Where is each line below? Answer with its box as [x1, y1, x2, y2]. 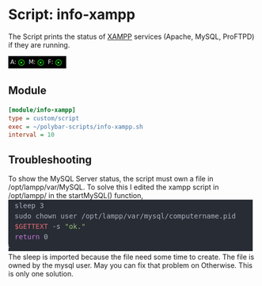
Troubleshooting [8, 153, 93, 166]
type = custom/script [8, 114, 80, 122]
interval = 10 [8, 131, 55, 139]
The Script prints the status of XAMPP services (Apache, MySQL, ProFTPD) [8, 32, 255, 41]
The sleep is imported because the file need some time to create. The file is [8, 252, 255, 262]
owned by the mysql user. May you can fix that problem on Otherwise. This [8, 261, 253, 270]
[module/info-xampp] [8, 105, 77, 114]
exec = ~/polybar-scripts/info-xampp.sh [8, 123, 144, 131]
